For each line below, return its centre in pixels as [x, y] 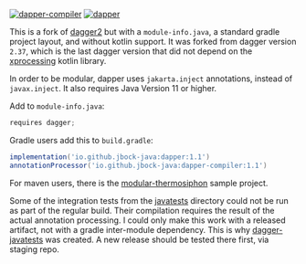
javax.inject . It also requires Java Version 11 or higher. [113, 88]
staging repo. [34, 249]
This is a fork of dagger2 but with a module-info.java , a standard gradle [145, 32]
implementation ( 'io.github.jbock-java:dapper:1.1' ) [110, 157]
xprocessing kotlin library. [58, 61]
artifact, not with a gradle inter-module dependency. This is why [130, 229]
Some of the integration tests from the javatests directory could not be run [149, 200]
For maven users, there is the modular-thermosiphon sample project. [139, 183]
